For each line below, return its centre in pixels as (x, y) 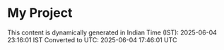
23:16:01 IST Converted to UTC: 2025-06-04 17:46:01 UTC (92, 39)
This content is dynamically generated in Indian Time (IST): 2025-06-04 (112, 32)
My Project (40, 13)
